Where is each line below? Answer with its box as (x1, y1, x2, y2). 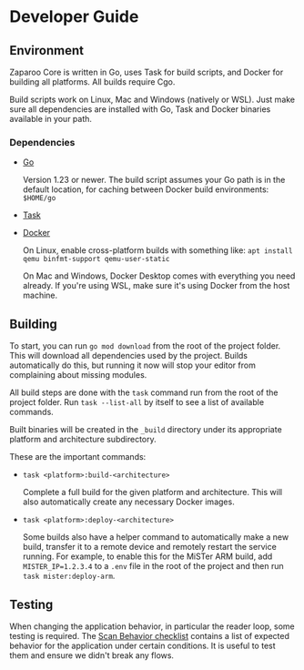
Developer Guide (9, 6, 139, 27)
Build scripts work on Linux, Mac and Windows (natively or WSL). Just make (9, 94, 296, 105)
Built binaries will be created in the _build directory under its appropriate (9, 424, 282, 435)
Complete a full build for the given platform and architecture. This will (22, 487, 283, 498)
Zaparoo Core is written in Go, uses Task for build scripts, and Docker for (9, 66, 284, 77)
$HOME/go (22, 194, 56, 203)
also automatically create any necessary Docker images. (22, 496, 235, 507)
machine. (22, 289, 58, 301)
